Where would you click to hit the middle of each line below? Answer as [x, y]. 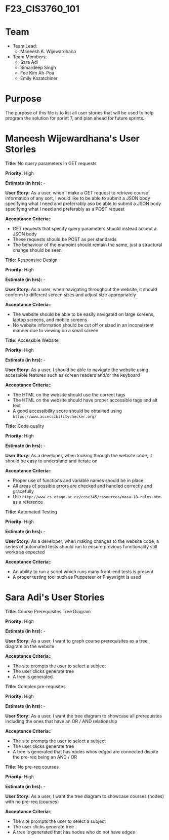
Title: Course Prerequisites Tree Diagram [48, 611]
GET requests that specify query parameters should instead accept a [85, 229]
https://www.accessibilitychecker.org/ [55, 417]
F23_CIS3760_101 [43, 9]
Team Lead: [25, 46]
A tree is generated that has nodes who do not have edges [74, 832]
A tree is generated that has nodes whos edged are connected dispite [85, 751]
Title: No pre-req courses [32, 767]
